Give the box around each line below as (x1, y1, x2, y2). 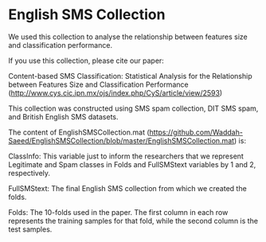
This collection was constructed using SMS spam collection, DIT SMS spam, (8, 103, 259, 113)
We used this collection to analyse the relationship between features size (8, 32, 248, 41)
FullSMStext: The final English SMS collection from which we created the (8, 183, 247, 193)
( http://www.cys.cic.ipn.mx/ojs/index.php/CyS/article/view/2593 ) (8, 88, 223, 97)
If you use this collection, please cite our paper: (8, 56, 165, 65)
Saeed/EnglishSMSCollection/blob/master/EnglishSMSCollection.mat (8, 135, 235, 145)
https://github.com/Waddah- (149, 127, 243, 137)
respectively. (8, 168, 50, 178)
